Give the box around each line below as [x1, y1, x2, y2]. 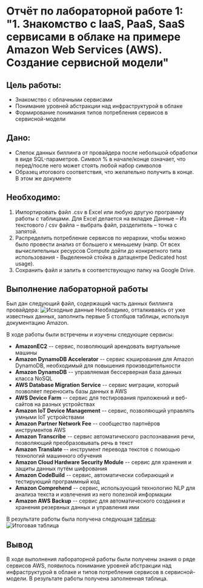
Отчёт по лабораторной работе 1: [6, 4, 184, 18]
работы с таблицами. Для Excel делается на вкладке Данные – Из [15, 215, 187, 222]
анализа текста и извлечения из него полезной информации [15, 491, 171, 498]
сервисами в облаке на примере [6, 30, 181, 44]
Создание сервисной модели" [6, 56, 169, 70]
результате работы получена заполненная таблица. [34, 575, 168, 583]
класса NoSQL [15, 375, 53, 383]
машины [15, 349, 38, 356]
